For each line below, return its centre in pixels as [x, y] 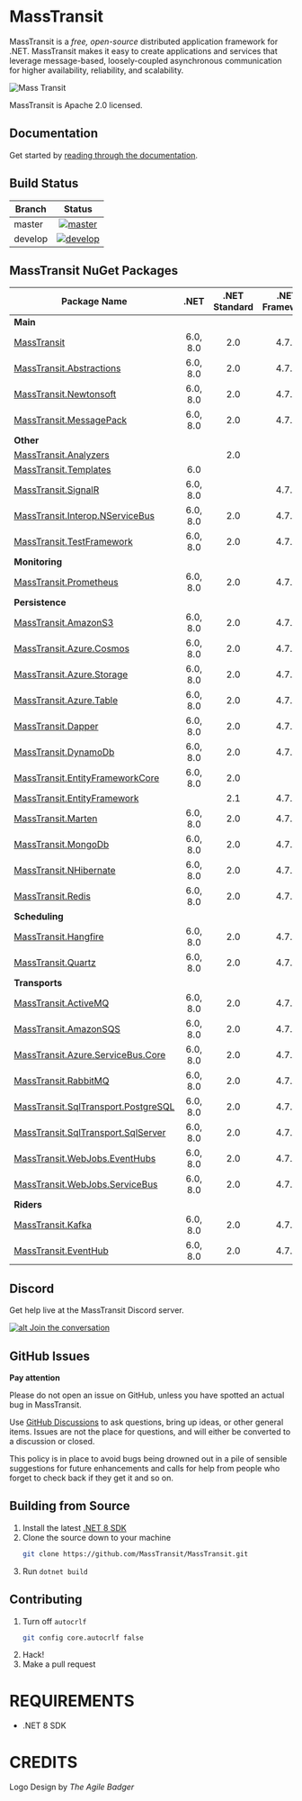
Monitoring [38, 562]
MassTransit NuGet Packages [94, 271]
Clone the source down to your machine [97, 1537]
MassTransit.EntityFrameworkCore [87, 778]
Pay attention [35, 1378]
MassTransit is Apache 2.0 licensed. [76, 104]
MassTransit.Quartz [55, 963]
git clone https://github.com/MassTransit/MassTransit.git [135, 1554]
